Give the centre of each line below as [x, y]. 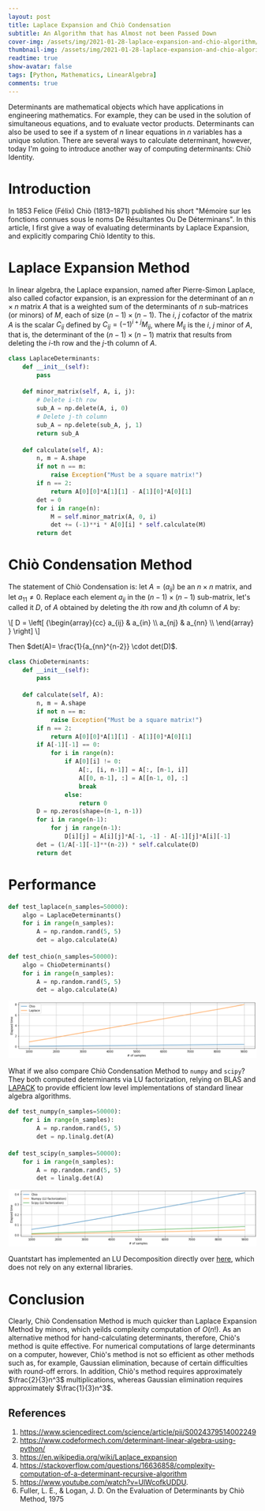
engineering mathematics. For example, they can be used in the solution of [130, 115]
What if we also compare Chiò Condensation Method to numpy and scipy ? [127, 1071]
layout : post [30, 17]
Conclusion [47, 1299]
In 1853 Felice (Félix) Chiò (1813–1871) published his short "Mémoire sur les [130, 211]
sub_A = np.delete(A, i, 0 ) [82, 409]
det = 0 [49, 500]
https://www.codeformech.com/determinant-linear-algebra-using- [128, 1441]
